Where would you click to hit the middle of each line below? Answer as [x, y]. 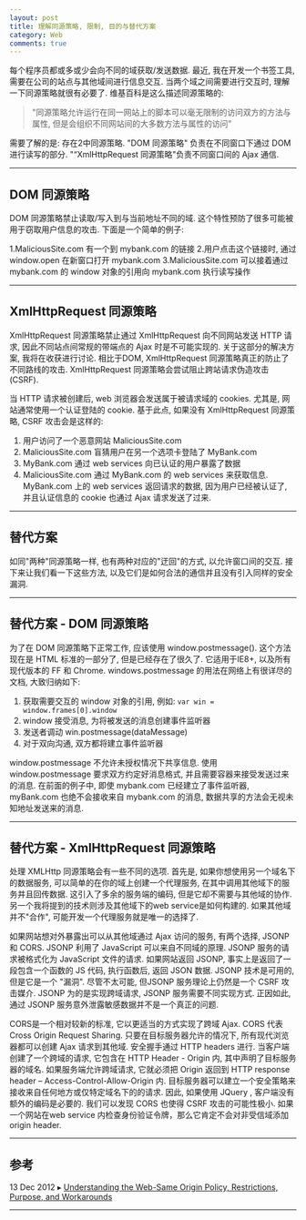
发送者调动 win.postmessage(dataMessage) [105, 732]
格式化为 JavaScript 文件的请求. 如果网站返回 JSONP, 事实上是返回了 [154, 959]
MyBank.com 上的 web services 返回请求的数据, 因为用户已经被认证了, [155, 486]
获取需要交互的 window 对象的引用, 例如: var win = [118, 701]
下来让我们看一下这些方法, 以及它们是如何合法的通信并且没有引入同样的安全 [151, 572]
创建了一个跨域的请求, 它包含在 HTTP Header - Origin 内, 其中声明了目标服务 [153, 1058]
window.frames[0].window [70, 710]
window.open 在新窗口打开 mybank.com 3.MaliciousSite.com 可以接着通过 [149, 260]
